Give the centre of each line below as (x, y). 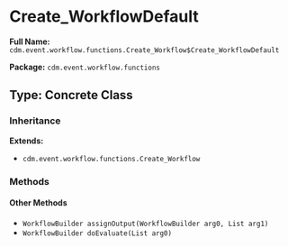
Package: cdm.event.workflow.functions (85, 67)
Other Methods (38, 203)
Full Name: (30, 41)
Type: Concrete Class (71, 95)
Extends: (27, 141)
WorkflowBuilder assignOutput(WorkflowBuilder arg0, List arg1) (145, 224)
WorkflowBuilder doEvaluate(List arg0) (97, 233)
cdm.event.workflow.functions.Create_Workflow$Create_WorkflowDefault (144, 50)
